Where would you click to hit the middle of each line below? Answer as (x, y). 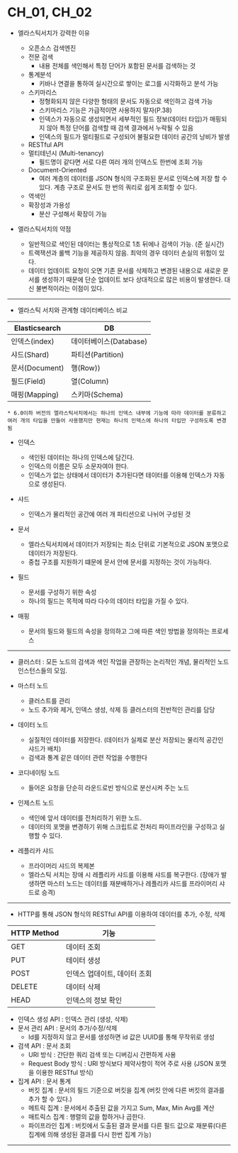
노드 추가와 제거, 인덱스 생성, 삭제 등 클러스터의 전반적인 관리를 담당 (121, 710)
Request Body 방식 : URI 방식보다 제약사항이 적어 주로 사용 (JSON (121, 1063)
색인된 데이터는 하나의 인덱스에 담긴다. (81, 457)
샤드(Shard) (30, 354)
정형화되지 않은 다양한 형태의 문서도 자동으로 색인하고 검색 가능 (126, 101)
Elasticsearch (38, 328)
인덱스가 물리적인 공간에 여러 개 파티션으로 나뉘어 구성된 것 (109, 514)
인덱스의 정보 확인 (94, 1000)
